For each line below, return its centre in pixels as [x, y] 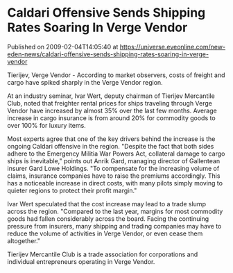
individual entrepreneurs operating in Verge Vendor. [81, 261]
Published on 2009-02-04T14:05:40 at [63, 47]
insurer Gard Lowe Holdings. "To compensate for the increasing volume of [113, 168]
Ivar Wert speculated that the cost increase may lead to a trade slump [107, 204]
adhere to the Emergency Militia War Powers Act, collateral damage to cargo [116, 154]
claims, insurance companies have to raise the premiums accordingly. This [114, 176]
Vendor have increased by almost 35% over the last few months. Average [112, 110]
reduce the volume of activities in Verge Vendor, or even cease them [105, 233]
